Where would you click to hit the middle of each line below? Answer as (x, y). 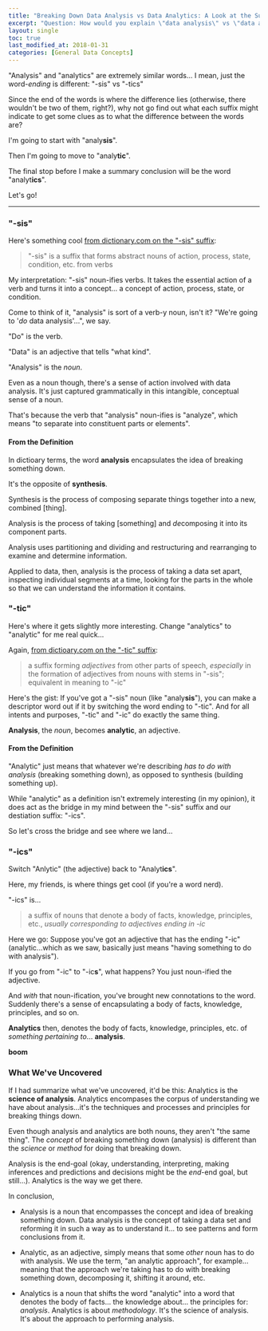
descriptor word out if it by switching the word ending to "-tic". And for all (129, 706)
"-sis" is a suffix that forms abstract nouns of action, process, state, (139, 256)
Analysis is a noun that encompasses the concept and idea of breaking (136, 1211)
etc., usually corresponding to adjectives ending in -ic (116, 924)
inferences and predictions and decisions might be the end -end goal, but (128, 1172)
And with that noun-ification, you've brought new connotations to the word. (132, 996)
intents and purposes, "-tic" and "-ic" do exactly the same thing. (114, 714)
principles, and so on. (44, 1013)
